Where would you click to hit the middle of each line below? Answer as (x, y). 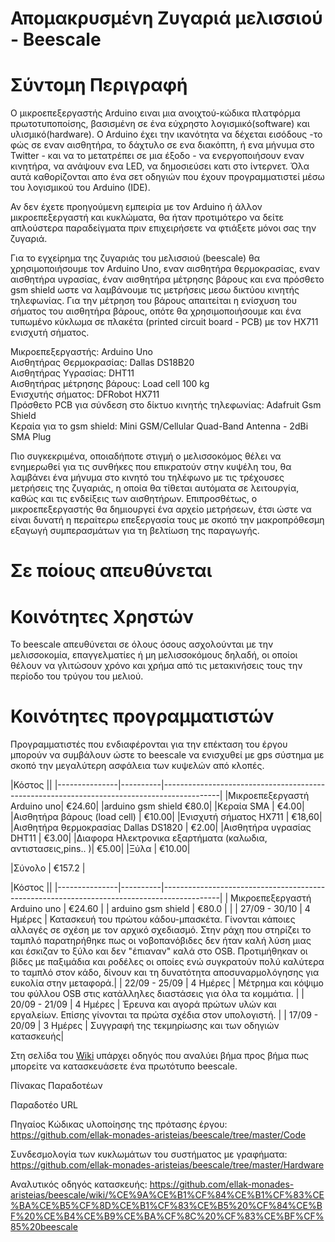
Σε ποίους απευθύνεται (111, 571)
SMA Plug (31, 437)
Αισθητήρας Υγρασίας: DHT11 (72, 373)
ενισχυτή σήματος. (50, 333)
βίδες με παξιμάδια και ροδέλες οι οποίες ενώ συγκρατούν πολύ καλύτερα (167, 962)
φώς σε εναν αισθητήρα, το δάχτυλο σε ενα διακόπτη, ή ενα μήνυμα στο (162, 145)
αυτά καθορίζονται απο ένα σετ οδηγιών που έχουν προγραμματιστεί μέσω (167, 177)
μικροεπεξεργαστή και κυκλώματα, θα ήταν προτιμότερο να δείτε (147, 218)
